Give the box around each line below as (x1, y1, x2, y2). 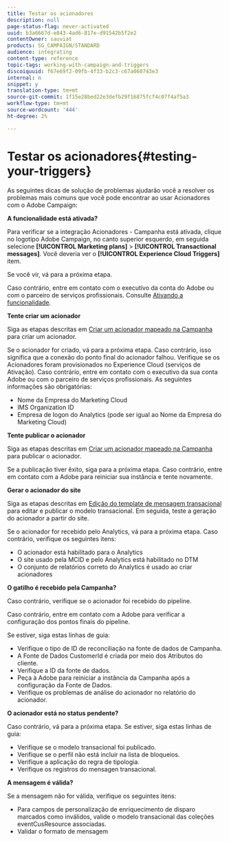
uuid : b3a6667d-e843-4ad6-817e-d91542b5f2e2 (7, 29, 137, 37)
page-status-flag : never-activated (7, 23, 109, 30)
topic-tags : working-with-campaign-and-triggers (7, 61, 149, 68)
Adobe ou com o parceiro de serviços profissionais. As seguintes (7, 375, 193, 383)
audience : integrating (7, 49, 72, 56)
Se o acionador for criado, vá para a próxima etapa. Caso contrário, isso (7, 346, 212, 354)
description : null (7, 17, 60, 23)
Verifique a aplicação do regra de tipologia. (17, 757, 140, 766)
